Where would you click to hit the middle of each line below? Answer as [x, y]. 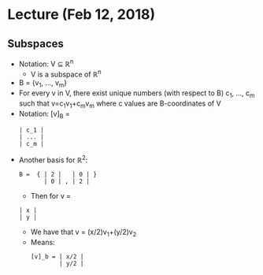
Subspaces [36, 44]
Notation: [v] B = [44, 114]
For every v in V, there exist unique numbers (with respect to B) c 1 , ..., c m [137, 94]
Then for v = [51, 196]
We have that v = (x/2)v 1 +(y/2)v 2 [83, 232]
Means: [43, 242]
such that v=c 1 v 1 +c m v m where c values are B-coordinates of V [120, 104]
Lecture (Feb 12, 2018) [81, 15]
